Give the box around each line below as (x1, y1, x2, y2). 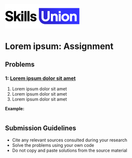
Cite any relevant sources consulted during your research (12, 137, 128, 143)
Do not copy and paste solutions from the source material (12, 147, 128, 153)
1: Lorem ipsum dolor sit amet (5, 75, 76, 81)
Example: (5, 105, 25, 111)
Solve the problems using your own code (12, 142, 95, 148)
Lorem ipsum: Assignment (5, 41, 114, 52)
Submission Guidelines (5, 124, 77, 133)
